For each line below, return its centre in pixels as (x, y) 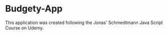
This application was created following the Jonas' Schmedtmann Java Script (84, 22)
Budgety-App (34, 9)
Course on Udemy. (24, 27)
